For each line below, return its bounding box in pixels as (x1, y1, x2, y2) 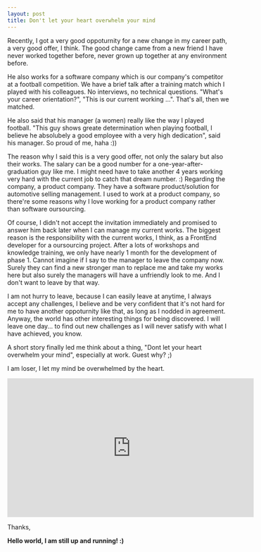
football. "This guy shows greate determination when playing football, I (7, 123, 212, 132)
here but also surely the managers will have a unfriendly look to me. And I (7, 271, 220, 279)
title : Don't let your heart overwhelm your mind (7, 17, 156, 24)
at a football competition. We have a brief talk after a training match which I (7, 80, 225, 88)
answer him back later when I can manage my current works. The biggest (7, 226, 221, 234)
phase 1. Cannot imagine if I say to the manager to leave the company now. (7, 255, 225, 264)
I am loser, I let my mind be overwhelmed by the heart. (7, 364, 165, 372)
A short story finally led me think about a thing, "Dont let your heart (7, 343, 202, 351)
